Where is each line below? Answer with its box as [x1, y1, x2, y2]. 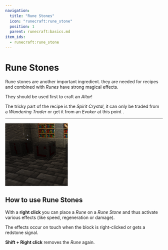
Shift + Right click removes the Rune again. [5, 239, 95, 245]
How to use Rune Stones [5, 196, 83, 204]
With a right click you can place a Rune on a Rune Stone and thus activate [5, 209, 158, 215]
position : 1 [9, 24, 35, 29]
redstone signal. [5, 229, 38, 235]
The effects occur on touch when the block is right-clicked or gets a [5, 224, 145, 230]
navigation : [5, 8, 30, 13]
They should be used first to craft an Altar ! [5, 93, 92, 100]
